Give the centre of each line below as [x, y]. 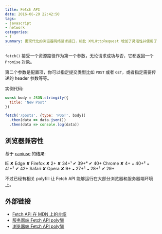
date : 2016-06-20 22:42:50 [32, 14]
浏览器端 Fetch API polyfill [38, 226]
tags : [10, 18]
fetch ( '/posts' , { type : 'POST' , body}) [45, 116]
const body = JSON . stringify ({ [37, 98]
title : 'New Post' [28, 102]
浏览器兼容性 [24, 141]
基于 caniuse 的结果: [26, 153]
